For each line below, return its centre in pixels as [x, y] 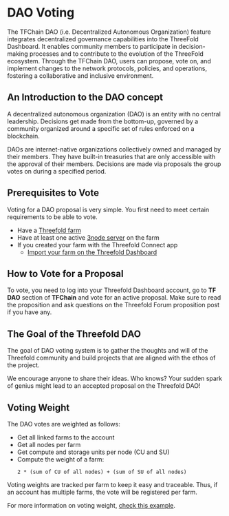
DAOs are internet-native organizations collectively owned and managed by [114, 149]
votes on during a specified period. [57, 171]
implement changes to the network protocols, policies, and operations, [107, 68]
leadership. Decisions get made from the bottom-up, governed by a [103, 121]
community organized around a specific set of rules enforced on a [101, 128]
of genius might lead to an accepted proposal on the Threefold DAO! [104, 386]
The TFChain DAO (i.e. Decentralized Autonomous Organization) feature [109, 32]
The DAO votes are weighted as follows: [64, 424]
